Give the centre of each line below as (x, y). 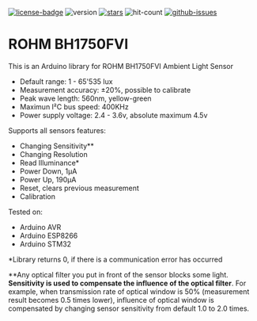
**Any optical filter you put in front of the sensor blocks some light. (118, 274)
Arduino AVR (40, 227)
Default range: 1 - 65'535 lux (66, 81)
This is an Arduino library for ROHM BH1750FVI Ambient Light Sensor (121, 66)
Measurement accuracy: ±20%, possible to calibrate (105, 90)
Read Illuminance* (49, 162)
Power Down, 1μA (48, 171)
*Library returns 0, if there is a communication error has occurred (115, 259)
